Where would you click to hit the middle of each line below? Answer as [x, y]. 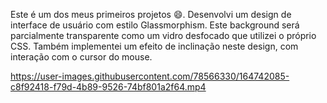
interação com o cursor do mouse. [81, 57]
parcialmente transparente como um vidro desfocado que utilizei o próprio [163, 35]
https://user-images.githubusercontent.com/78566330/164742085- [150, 76]
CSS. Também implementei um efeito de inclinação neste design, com [154, 46]
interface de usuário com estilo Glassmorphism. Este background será [155, 25]
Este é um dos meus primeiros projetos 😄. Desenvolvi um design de [151, 14]
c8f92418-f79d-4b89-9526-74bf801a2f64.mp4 [108, 87]
